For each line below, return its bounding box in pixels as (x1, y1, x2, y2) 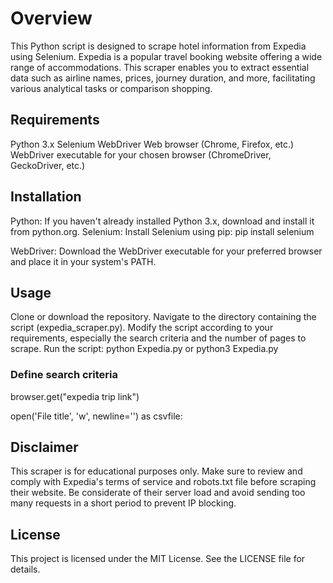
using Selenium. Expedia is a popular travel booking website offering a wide (10, 50, 323, 62)
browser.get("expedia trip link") (10, 390, 140, 402)
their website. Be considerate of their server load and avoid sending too (10, 487, 306, 499)
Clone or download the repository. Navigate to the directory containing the (10, 311, 317, 323)
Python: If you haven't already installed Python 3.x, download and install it (10, 215, 315, 227)
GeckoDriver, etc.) (10, 159, 86, 171)
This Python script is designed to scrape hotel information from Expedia (10, 40, 307, 52)
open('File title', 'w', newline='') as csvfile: (10, 410, 183, 422)
